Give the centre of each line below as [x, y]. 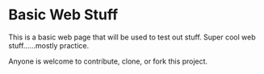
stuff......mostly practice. [49, 45]
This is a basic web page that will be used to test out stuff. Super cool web [132, 37]
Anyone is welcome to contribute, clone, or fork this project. [108, 61]
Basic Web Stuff [63, 15]
